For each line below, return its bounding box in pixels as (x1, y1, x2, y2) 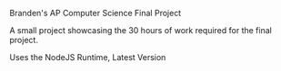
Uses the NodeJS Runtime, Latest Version (9, 52, 166, 62)
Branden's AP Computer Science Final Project (9, 8, 182, 18)
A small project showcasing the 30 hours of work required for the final (9, 25, 273, 35)
